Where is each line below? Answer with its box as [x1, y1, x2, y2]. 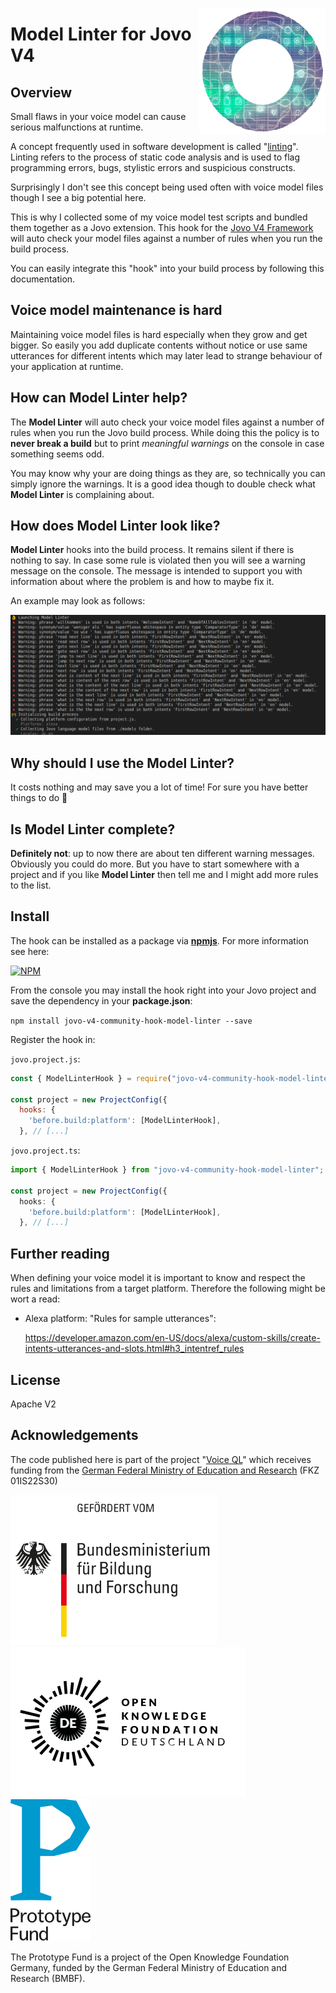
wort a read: [10, 1293, 61, 1305]
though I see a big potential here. [10, 192, 147, 203]
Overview [10, 84, 73, 101]
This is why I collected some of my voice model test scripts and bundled [10, 211, 308, 223]
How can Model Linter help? [10, 389, 188, 407]
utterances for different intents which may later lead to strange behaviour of [10, 349, 323, 362]
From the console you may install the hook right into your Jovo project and [10, 984, 317, 996]
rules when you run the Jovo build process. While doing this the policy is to [10, 426, 320, 438]
